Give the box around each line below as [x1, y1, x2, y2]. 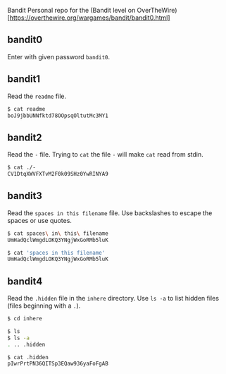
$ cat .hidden [7, 354, 49, 361]
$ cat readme [7, 105, 46, 112]
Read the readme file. [7, 92, 67, 100]
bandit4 [7, 275, 43, 287]
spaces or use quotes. [7, 216, 73, 224]
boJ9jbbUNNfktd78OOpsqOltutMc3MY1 [7, 112, 109, 119]
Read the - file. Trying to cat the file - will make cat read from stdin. [7, 150, 203, 159]
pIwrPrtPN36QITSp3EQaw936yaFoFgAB [7, 360, 109, 368]
